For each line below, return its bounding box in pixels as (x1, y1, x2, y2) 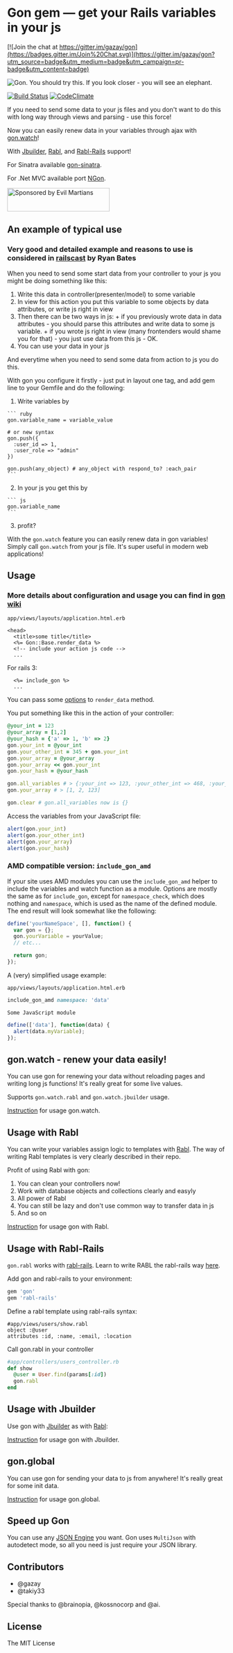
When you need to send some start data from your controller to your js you (7, 269, 221, 278)
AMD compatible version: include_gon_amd (7, 861, 151, 871)
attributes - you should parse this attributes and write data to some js (17, 319, 215, 328)
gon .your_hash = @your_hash (7, 767, 89, 775)
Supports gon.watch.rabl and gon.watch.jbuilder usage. (7, 1093, 170, 1101)
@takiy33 (17, 1587, 45, 1595)
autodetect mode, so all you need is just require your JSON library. (7, 1541, 198, 1549)
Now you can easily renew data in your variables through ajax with (7, 126, 197, 134)
